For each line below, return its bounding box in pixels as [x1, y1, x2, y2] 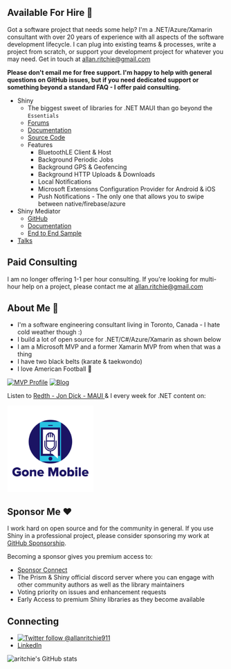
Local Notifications [37, 177, 92, 186]
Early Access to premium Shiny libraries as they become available [17, 596, 205, 604]
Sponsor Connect [17, 566, 68, 574]
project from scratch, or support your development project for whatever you [7, 47, 223, 55]
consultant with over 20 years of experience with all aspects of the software [7, 33, 224, 41]
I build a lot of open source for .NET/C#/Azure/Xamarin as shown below [17, 336, 221, 344]
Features [27, 140, 53, 149]
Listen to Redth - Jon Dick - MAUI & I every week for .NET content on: [7, 392, 206, 400]
